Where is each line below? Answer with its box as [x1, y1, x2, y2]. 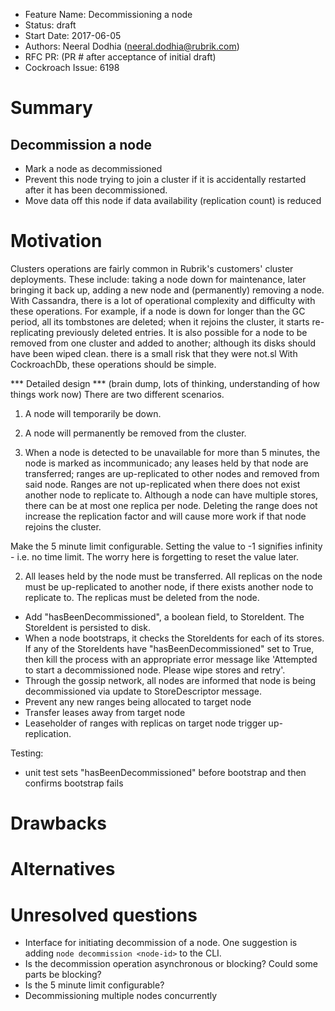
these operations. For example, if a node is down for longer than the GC [10, 305, 306, 317]
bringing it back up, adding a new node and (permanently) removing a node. [10, 284, 325, 296]
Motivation [10, 230, 103, 253]
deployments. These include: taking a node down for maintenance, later [10, 273, 307, 285]
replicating [10, 326, 55, 338]
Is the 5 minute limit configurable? [24, 979, 165, 991]
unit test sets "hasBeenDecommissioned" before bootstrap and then [24, 766, 307, 778]
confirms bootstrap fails [24, 777, 124, 789]
